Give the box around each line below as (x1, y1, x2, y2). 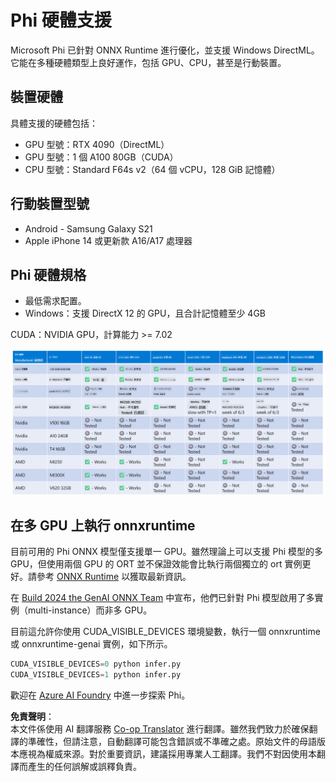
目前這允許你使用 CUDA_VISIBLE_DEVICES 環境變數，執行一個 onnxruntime (10, 626, 321, 638)
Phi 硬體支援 (10, 9, 112, 32)
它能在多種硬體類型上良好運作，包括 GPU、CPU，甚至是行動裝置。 (10, 56, 287, 68)
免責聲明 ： (10, 711, 55, 723)
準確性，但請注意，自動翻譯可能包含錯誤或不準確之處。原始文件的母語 (27, 736, 317, 748)
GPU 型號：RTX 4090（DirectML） (24, 138, 170, 150)
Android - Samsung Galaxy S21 (24, 222, 153, 235)
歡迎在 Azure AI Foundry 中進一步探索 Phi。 (10, 689, 191, 701)
